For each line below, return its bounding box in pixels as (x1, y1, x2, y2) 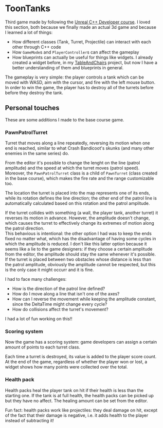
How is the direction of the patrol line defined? (12, 286, 106, 292)
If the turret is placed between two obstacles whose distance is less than (5, 256, 152, 262)
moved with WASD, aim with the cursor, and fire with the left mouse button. (5, 79, 156, 85)
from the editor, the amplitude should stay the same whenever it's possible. (5, 252, 156, 257)
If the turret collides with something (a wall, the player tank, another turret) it (5, 210, 158, 216)
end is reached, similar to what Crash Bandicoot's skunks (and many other (5, 145, 154, 151)
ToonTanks (5, 3, 51, 14)
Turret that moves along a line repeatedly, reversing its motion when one (5, 140, 150, 146)
